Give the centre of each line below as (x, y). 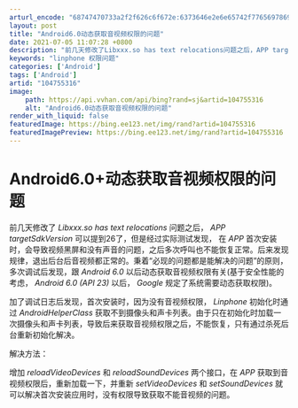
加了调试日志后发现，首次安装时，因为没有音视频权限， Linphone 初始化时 (145, 301)
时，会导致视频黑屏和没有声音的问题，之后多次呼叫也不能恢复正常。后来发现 (149, 250)
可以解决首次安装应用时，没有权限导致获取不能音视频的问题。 (122, 394)
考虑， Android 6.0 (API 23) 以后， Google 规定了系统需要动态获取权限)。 (143, 282)
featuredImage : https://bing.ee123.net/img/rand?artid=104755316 (132, 125)
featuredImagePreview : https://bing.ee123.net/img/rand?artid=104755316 (146, 133)
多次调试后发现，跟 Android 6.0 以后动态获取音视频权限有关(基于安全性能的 (147, 272)
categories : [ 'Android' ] (55, 67)
